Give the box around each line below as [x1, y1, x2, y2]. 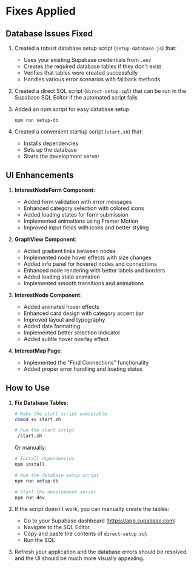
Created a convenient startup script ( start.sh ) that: [14, 128, 143, 135]
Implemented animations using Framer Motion [23, 217, 139, 225]
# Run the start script [14, 427, 75, 433]
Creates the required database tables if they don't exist [23, 63, 161, 70]
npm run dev [14, 495, 45, 501]
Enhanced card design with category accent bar [23, 309, 144, 317]
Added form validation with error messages [23, 198, 132, 205]
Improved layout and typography [23, 316, 105, 323]
